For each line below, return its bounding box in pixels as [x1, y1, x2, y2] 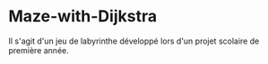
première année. [8, 44, 69, 55]
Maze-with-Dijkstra [8, 6, 158, 27]
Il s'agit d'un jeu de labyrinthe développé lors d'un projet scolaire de [8, 36, 260, 46]
